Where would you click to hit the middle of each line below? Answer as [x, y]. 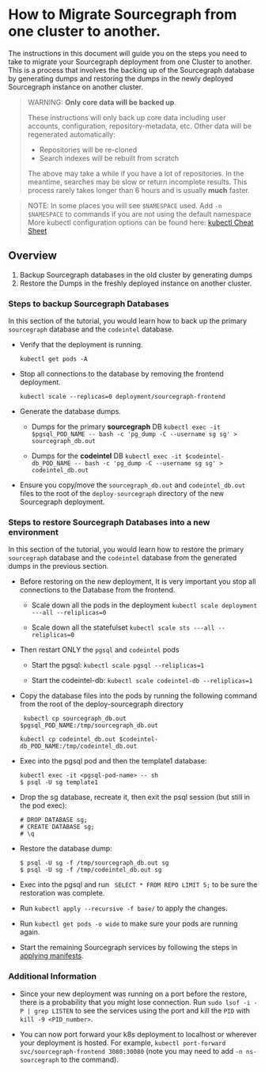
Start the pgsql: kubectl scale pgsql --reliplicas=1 [117, 665]
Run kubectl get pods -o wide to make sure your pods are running [129, 924]
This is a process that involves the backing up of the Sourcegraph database [131, 70]
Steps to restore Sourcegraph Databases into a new [109, 522]
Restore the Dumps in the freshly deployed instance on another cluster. [135, 283]
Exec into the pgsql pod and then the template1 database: [113, 761]
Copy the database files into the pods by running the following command [138, 696]
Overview [33, 256]
